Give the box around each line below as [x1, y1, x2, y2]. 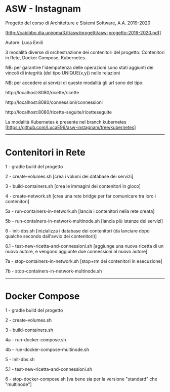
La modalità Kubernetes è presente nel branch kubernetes [5, 119, 126, 125]
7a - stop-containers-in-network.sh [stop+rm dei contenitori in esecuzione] [5, 258, 163, 264]
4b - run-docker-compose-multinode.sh [5, 346, 90, 352]
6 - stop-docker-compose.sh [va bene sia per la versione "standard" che [5, 376, 158, 382]
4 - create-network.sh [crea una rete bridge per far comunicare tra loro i [5, 193, 156, 199]
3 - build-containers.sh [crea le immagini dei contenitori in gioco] [5, 183, 141, 189]
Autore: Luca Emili [5, 39, 43, 46]
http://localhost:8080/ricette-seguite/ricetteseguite [5, 109, 112, 115]
